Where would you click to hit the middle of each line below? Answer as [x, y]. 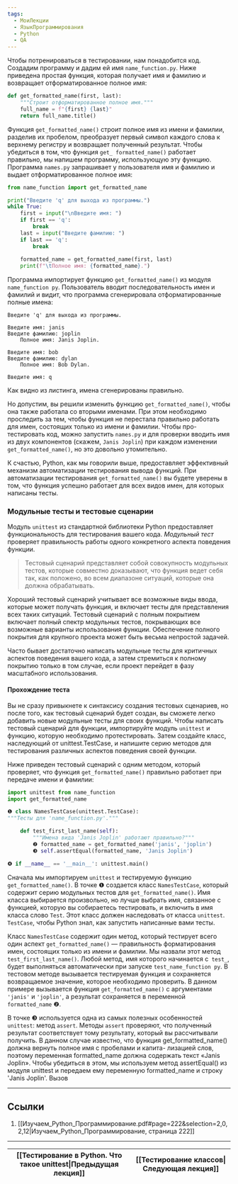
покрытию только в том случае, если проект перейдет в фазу [101, 666]
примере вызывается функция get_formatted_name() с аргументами [110, 988]
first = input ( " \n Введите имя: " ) [71, 213]
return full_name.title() [58, 115]
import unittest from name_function [61, 792]
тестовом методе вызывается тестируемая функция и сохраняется [109, 974]
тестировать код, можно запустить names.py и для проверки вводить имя [119, 434]
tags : [15, 14]
